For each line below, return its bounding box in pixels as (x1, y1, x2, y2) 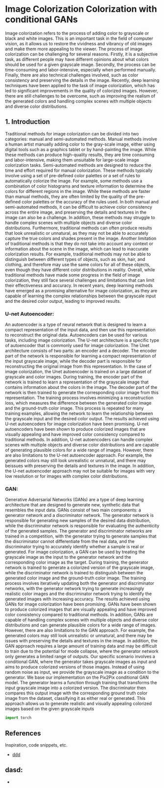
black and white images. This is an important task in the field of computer (5, 35, 153, 41)
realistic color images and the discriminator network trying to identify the (5, 591, 152, 597)
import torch (5, 715, 32, 721)
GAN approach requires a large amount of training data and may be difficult (5, 643, 157, 649)
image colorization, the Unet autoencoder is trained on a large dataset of (5, 369, 152, 375)
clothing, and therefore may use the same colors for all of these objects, (5, 261, 151, 267)
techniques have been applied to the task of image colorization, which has (5, 82, 155, 88)
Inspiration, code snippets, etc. (5, 742, 68, 748)
